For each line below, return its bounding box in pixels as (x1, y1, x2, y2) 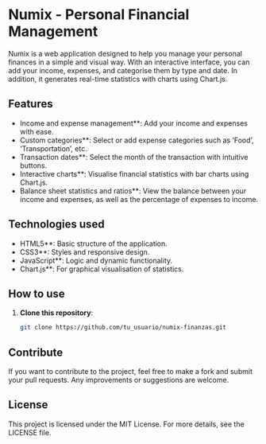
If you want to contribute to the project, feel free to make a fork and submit (8, 367, 253, 376)
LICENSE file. (8, 427, 52, 437)
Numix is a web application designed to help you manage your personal (8, 49, 242, 58)
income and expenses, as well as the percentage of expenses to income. (19, 194, 259, 204)
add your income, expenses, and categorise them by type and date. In (8, 65, 238, 75)
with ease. (19, 127, 54, 136)
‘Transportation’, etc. (19, 143, 87, 153)
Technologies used (8, 217, 105, 232)
